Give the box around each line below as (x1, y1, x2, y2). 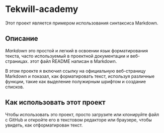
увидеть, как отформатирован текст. (5, 122, 83, 128)
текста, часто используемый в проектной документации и (5, 53, 129, 59)
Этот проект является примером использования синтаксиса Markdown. (5, 20, 159, 26)
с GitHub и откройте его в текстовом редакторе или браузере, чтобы (5, 117, 152, 123)
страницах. (5, 58, 29, 64)
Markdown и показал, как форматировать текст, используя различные (5, 73, 155, 79)
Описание (5, 34, 38, 43)
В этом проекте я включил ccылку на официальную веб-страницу (5, 68, 146, 74)
